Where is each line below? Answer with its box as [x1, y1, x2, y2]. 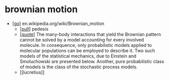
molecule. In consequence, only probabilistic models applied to [19, 42, 152, 48]
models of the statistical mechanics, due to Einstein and [19, 52, 137, 59]
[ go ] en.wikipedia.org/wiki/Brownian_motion [12, 20, 105, 26]
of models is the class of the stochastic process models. [19, 64, 138, 70]
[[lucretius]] [19, 69, 45, 75]
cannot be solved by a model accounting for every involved [19, 37, 144, 43]
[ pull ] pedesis [19, 25, 49, 32]
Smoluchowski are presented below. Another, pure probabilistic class [19, 58, 164, 64]
